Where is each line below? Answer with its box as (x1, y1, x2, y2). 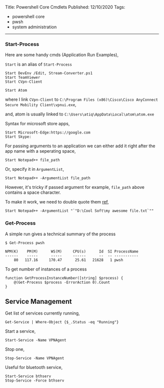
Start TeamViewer (5, 75, 41, 80)
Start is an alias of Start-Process (5, 61, 72, 68)
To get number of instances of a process (5, 266, 87, 272)
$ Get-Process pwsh (5, 240, 45, 245)
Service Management (5, 297, 72, 305)
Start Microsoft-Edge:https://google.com (5, 130, 91, 135)
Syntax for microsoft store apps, (5, 121, 70, 127)
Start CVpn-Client (5, 79, 42, 85)
